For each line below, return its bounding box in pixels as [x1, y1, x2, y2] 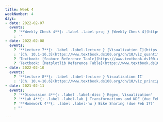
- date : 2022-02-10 [5, 66, 45, 70]
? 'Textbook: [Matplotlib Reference [14, 61, 88, 66]
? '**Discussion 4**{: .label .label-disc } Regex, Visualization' [14, 92, 153, 97]
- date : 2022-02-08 [5, 39, 45, 43]
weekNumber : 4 [5, 12, 34, 16]
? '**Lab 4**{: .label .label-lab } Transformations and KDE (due [14, 97, 151, 102]
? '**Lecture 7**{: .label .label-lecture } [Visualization [14, 47, 138, 52]
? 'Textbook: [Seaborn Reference [14, 56, 81, 61]
